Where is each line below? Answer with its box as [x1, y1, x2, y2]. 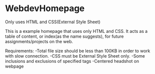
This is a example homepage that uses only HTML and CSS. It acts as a [5, 28, 148, 34]
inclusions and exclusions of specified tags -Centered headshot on [5, 58, 139, 64]
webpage [5, 63, 24, 69]
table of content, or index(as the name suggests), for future [5, 33, 124, 39]
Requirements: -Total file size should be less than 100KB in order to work [5, 48, 151, 54]
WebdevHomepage [5, 3, 85, 14]
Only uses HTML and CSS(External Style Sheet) [5, 19, 101, 25]
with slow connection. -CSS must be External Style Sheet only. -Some [5, 53, 145, 59]
